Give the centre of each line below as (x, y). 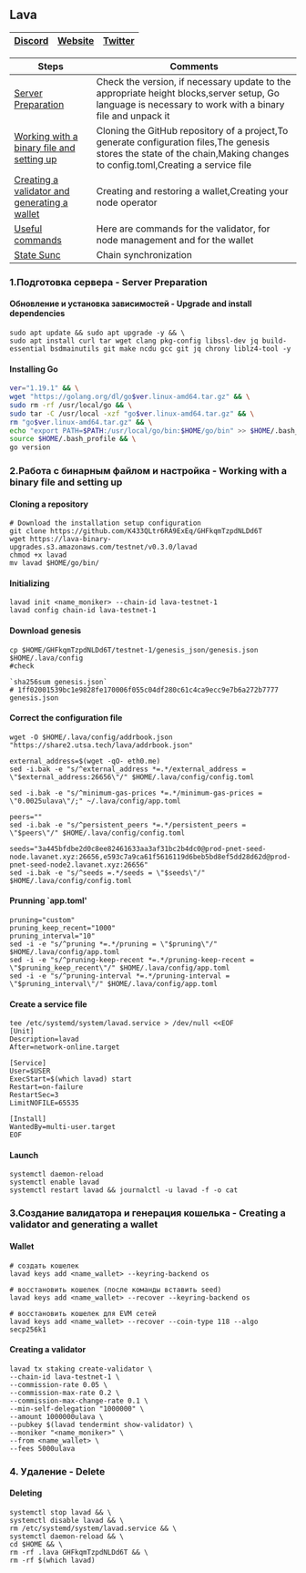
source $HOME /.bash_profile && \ (73, 439)
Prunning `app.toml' (49, 900)
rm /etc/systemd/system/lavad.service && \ (93, 1528)
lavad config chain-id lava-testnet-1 (83, 611)
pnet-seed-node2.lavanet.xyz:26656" (79, 865)
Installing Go (34, 369)
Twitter (119, 40)
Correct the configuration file (66, 718)
